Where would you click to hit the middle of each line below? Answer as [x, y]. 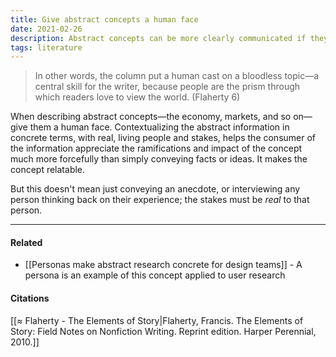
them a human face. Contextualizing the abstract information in [159, 127]
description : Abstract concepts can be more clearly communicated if [158, 38]
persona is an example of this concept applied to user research [155, 275]
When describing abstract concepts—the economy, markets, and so [151, 117]
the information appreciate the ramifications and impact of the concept [156, 148]
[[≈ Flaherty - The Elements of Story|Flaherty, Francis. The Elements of [157, 320]
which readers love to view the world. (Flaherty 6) [137, 97]
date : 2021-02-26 [46, 29]
